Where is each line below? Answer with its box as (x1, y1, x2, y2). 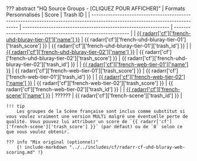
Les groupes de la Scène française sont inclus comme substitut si (16, 108, 185, 114)
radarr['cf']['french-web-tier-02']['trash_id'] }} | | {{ (6, 86, 131, 93)
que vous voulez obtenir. (6, 129, 69, 135)
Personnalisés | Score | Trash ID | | (6, 11, 90, 18)
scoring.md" (6, 149, 35, 155)
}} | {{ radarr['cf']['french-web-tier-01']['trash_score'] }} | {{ (6, 67, 151, 74)
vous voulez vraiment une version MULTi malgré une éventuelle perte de (6, 114, 188, 119)
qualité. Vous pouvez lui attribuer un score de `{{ (6, 119, 138, 125)
